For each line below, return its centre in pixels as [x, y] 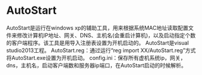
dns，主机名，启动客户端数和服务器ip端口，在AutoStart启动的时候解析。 [96, 65]
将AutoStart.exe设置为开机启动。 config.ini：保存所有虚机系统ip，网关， [96, 58]
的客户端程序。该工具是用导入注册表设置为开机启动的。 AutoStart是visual [98, 43]
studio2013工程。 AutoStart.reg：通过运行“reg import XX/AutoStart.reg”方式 [101, 50]
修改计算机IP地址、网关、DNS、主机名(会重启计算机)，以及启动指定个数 [106, 35]
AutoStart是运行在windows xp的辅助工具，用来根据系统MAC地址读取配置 [97, 28]
